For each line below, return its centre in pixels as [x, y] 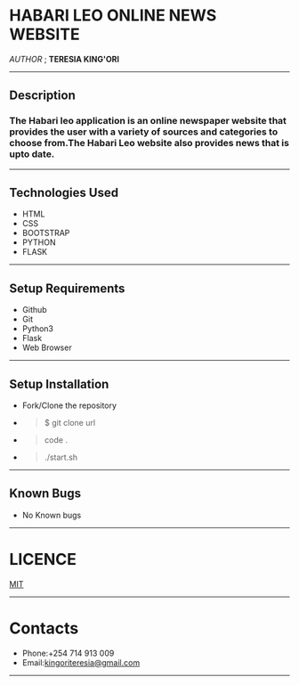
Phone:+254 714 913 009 [68, 653]
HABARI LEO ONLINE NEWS [113, 16]
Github [34, 310]
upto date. [32, 154]
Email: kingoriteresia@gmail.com [81, 662]
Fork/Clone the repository [69, 405]
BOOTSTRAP [46, 233]
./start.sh [61, 457]
